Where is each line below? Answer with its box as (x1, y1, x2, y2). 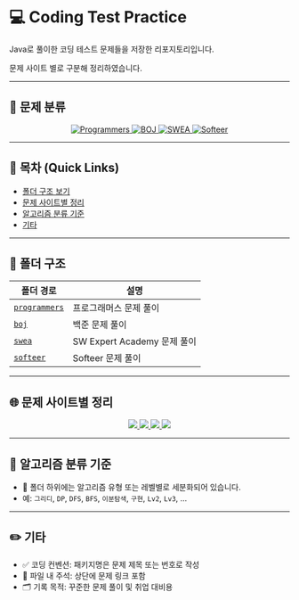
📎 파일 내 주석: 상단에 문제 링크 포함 (21, 570, 146, 580)
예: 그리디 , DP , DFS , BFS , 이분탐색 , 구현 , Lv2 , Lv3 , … (21, 493, 188, 504)
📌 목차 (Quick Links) (9, 160, 120, 176)
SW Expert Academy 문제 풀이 (72, 335, 198, 348)
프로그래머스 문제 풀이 (72, 302, 160, 315)
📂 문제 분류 (9, 100, 67, 115)
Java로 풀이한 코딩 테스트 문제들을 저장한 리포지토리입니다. (9, 44, 215, 54)
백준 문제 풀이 (72, 318, 127, 331)
